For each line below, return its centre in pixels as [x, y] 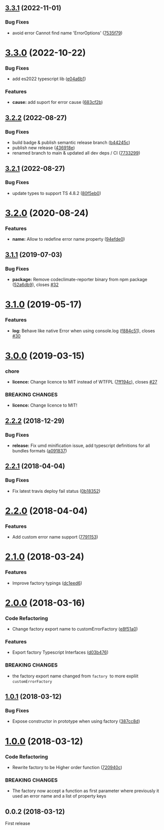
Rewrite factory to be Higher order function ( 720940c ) [67, 767]
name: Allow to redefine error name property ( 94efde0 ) [68, 239]
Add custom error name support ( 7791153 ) [55, 537]
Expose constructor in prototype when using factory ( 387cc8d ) [76, 721]
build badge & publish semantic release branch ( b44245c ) [71, 143]
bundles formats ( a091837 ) [40, 450]
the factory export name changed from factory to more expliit [75, 676]
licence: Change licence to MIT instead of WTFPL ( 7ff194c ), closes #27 [85, 382]
